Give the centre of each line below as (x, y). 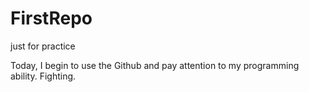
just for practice (43, 46)
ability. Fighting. (43, 76)
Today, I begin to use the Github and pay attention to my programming (155, 65)
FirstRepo (51, 18)
